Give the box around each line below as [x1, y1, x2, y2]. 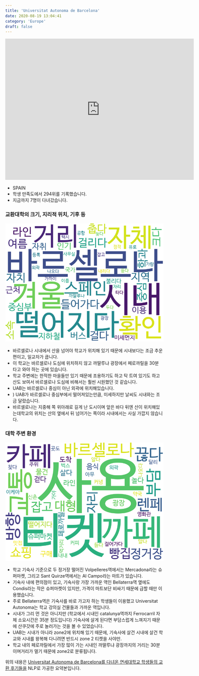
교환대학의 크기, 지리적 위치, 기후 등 [5, 211, 86, 218]
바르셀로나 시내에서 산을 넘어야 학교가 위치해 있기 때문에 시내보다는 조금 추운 [12, 347, 163, 354]
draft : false [5, 24, 33, 29]
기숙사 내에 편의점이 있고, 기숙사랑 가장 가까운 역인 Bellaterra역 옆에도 [12, 579, 151, 585]
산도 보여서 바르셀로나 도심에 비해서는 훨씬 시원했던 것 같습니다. [12, 379, 137, 385]
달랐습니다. [18, 397, 40, 404]
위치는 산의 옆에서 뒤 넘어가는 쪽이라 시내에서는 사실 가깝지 [34, 410, 150, 416]
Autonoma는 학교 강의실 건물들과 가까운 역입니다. [12, 604, 111, 610]
